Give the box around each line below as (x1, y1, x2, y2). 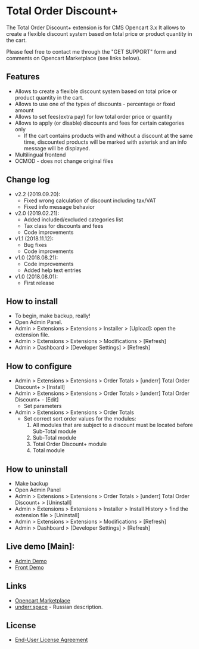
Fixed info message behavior (23, 203, 95, 210)
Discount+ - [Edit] (14, 396, 59, 403)
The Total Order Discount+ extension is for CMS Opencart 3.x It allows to (6, 24, 186, 31)
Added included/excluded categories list (23, 216, 123, 223)
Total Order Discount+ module (32, 440, 107, 448)
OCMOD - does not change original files (14, 157, 114, 165)
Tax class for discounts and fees (23, 222, 104, 229)
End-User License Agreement (14, 636, 88, 644)
